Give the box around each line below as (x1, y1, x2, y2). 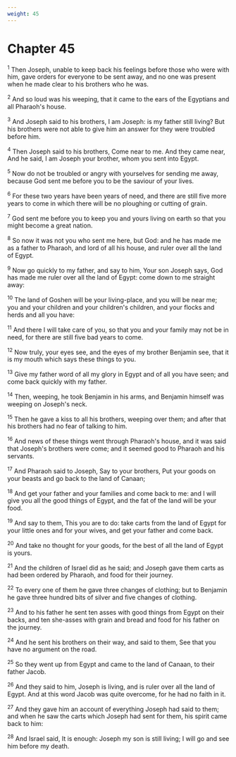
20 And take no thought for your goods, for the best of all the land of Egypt (7, 540, 224, 549)
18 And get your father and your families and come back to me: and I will (7, 487, 216, 497)
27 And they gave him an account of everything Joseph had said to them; (7, 703, 220, 713)
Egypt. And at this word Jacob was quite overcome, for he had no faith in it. (7, 689, 227, 698)
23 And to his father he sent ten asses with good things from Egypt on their (7, 607, 225, 616)
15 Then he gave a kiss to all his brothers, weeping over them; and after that (7, 413, 227, 423)
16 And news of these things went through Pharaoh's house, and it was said (7, 436, 227, 446)
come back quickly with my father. (7, 377, 107, 386)
